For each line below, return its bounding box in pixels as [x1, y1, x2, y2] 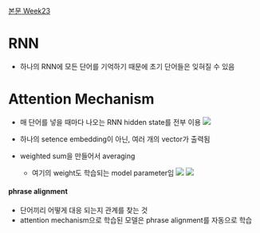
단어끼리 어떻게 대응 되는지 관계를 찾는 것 [19, 205, 148, 216]
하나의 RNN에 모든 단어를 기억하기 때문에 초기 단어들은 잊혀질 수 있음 [19, 61, 235, 71]
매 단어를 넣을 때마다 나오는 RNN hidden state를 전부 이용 [19, 117, 202, 126]
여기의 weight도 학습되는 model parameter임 [31, 168, 175, 177]
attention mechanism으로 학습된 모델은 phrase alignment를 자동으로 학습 [19, 216, 253, 225]
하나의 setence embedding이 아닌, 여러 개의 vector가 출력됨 [19, 134, 211, 144]
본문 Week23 [8, 6, 50, 15]
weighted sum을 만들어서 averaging [19, 151, 136, 161]
